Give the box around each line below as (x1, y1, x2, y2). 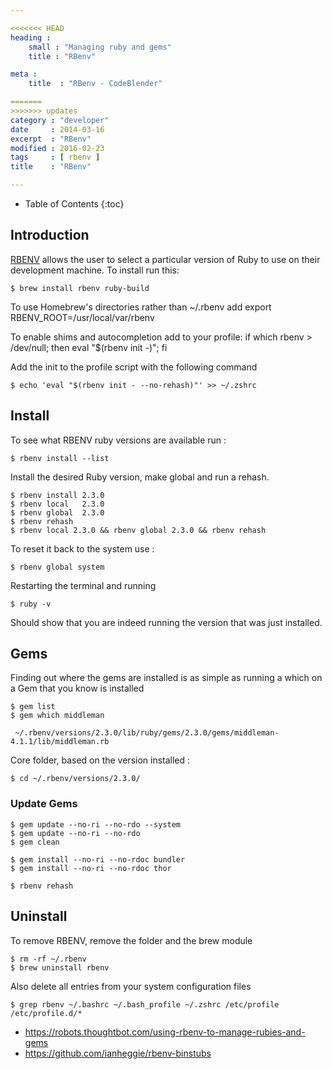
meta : (10, 69, 38, 80)
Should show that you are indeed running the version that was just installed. (10, 616, 323, 628)
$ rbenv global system (10, 562, 105, 572)
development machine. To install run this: (10, 264, 180, 276)
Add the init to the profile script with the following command (10, 361, 258, 373)
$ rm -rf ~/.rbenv (10, 954, 87, 964)
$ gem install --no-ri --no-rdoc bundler (10, 854, 186, 865)
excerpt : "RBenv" (10, 134, 92, 144)
